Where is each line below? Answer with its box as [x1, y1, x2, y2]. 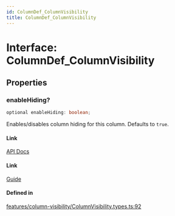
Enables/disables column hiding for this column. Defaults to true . [6, 121, 169, 128]
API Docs [6, 148, 30, 155]
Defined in [6, 189, 33, 197]
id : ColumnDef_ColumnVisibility [6, 8, 88, 15]
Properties [6, 78, 47, 88]
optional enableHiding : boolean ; [6, 110, 91, 116]
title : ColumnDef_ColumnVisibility [6, 15, 97, 21]
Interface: [6, 41, 58, 55]
